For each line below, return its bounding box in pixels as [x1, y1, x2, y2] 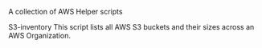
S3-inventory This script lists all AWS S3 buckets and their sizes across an [8, 22, 255, 31]
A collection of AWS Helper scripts [8, 7, 123, 16]
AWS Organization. [8, 31, 71, 40]
